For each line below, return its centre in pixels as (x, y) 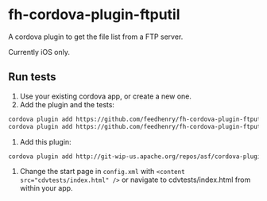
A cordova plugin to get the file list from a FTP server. (96, 37)
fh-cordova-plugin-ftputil (94, 15)
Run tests (32, 77)
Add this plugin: (45, 141)
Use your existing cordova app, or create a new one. (106, 96)
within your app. (46, 188)
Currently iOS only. (39, 52)
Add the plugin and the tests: (67, 104)
